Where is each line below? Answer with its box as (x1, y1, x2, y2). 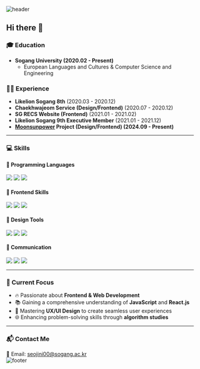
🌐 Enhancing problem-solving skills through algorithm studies (14, 314, 168, 321)
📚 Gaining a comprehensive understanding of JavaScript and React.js (14, 299, 190, 306)
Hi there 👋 (6, 23, 43, 33)
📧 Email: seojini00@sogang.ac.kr (6, 351, 87, 358)
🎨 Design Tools (6, 216, 44, 223)
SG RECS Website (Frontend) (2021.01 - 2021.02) (14, 110, 137, 117)
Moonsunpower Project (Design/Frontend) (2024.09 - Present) (14, 123, 174, 130)
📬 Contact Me (6, 334, 50, 343)
